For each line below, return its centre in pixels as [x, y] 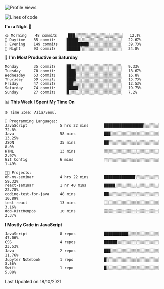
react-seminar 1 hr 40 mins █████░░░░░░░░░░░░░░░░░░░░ [82, 185]
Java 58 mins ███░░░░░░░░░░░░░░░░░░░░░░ [82, 134]
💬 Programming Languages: [31, 121]
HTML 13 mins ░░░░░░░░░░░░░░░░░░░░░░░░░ [82, 151]
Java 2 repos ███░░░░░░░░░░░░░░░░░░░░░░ [82, 251]
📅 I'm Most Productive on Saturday [41, 57]
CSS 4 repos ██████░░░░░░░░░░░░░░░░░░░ [82, 242]
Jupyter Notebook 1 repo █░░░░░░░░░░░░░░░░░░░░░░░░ [82, 260]
